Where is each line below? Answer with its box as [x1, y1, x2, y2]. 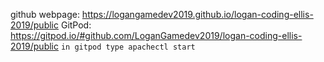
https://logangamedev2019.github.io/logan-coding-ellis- [81, 9, 314, 20]
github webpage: [10, 9, 80, 20]
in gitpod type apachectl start [60, 42, 196, 52]
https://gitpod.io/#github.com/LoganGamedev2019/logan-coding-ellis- [10, 30, 303, 41]
